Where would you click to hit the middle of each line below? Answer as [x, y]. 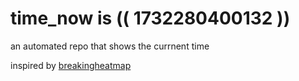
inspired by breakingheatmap [71, 65]
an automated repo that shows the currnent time [110, 46]
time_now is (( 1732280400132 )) [150, 18]
